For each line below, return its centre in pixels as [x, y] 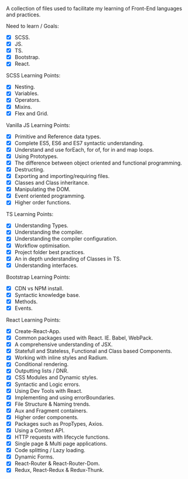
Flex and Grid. [31, 113]
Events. [24, 308]
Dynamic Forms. [34, 457]
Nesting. [25, 87]
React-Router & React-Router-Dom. [57, 463]
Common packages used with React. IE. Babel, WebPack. [84, 338]
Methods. [26, 302]
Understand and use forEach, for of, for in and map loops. [84, 149]
